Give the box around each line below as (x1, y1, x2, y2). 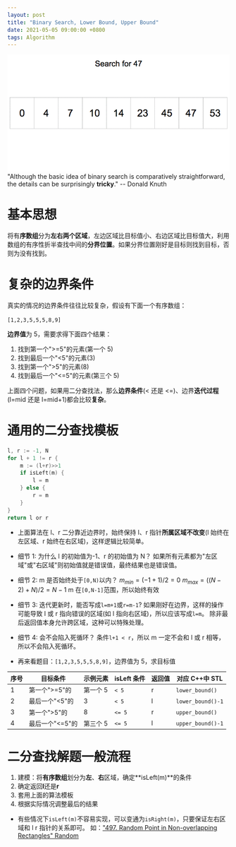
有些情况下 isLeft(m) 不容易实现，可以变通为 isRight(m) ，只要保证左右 (17, 815, 220, 823)
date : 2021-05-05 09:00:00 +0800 (7, 26, 106, 33)
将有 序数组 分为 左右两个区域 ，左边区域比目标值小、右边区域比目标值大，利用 (7, 231, 230, 239)
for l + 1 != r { (7, 454, 58, 462)
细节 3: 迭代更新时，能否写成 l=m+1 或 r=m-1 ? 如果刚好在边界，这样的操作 (17, 600, 224, 609)
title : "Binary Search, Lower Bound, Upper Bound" (7, 18, 159, 26)
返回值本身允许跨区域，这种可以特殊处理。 (23, 618, 148, 627)
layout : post (7, 11, 46, 18)
